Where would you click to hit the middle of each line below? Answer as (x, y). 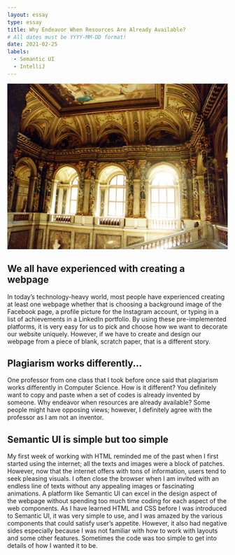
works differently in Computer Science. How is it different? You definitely (112, 388)
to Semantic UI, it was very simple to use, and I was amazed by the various (115, 516)
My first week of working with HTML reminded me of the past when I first (113, 456)
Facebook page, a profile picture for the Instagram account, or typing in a (113, 311)
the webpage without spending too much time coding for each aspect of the (117, 501)
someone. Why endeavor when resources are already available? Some (109, 402)
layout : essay (28, 15)
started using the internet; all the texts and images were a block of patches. (116, 464)
